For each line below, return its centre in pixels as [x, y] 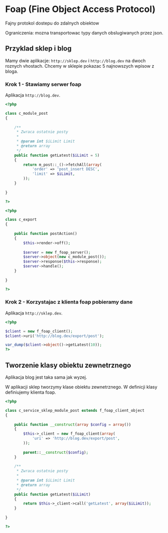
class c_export [21, 220]
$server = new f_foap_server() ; [57, 252]
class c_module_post [27, 113]
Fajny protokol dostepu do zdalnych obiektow [52, 23]
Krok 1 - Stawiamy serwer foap [43, 84]
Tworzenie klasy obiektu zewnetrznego [68, 365]
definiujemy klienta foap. [31, 392]
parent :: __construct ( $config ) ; [56, 452]
